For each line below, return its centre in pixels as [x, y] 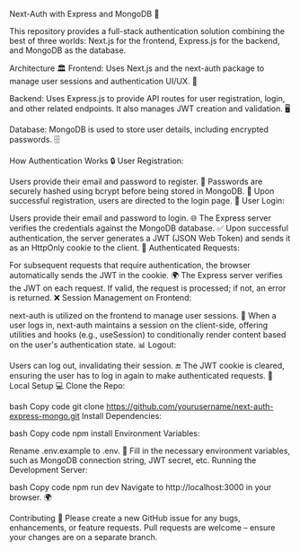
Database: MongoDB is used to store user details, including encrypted [139, 129]
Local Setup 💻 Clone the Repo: [67, 385]
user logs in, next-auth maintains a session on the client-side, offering [139, 325]
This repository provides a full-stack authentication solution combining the [147, 31]
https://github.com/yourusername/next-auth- [190, 407]
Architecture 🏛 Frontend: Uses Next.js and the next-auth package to [137, 68]
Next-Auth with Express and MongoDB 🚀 [84, 14]
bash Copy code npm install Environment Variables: [105, 433]
